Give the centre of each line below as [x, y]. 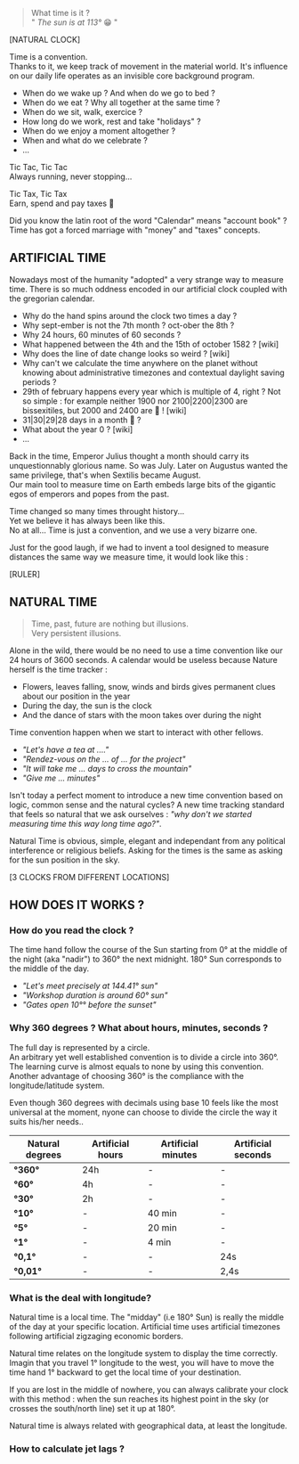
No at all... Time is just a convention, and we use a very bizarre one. [133, 530]
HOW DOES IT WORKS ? [77, 905]
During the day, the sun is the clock [87, 705]
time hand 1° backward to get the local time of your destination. [125, 1372]
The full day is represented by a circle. [80, 1047]
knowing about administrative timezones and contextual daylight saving [153, 372]
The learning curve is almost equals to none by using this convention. [137, 1066]
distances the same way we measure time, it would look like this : [129, 557]
